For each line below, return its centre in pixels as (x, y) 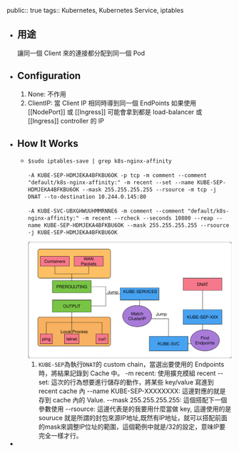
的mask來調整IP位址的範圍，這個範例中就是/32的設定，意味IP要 (132, 427)
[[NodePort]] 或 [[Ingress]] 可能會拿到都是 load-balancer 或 (115, 112)
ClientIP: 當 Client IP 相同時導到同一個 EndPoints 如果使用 (112, 103)
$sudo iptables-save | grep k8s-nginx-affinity (100, 161)
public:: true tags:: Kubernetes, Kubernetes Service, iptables (95, 10)
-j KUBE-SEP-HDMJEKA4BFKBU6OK (73, 233)
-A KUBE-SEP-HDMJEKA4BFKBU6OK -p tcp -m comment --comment (117, 175)
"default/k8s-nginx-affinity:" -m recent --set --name (111, 183)
